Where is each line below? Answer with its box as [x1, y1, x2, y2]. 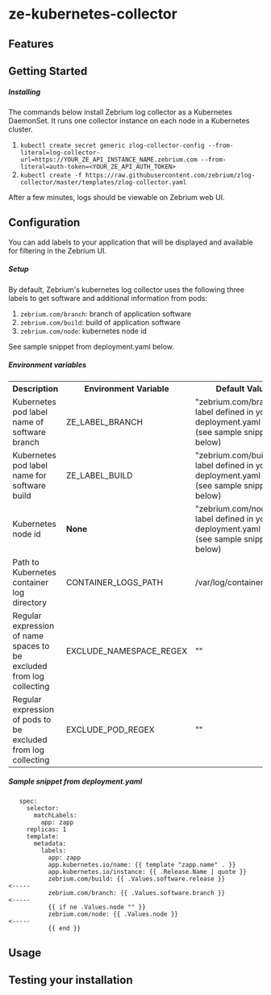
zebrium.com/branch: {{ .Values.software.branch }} [48, 888, 226, 897]
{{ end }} [48, 924, 81, 932]
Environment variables [8, 360, 87, 370]
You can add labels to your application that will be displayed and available [8, 237, 253, 247]
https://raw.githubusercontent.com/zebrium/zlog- [85, 171, 256, 179]
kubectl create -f [19, 171, 82, 179]
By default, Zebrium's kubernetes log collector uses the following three [8, 284, 244, 295]
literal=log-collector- [19, 148, 101, 157]
